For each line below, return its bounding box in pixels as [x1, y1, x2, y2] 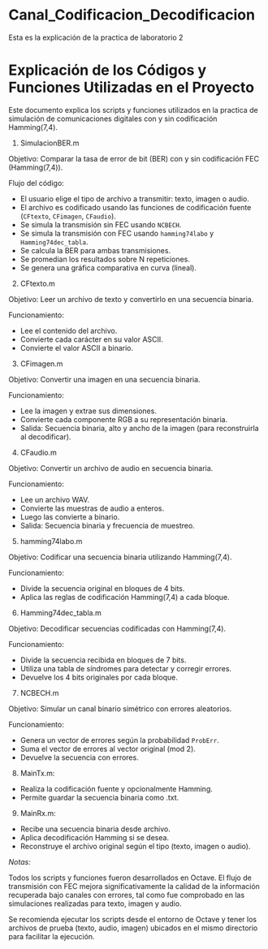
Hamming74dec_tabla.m [19, 607, 102, 618]
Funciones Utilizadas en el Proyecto [8, 79, 254, 97]
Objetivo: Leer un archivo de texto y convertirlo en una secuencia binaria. [8, 294, 254, 304]
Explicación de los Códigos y [8, 61, 207, 80]
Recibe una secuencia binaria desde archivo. [19, 824, 171, 834]
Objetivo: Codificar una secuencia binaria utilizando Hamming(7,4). [8, 552, 232, 562]
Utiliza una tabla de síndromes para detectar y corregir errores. [19, 663, 232, 673]
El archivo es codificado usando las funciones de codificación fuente [19, 202, 252, 212]
